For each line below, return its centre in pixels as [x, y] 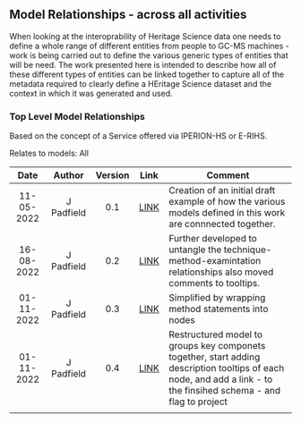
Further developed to [213, 239]
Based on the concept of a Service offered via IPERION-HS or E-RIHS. [138, 136]
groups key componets [217, 346]
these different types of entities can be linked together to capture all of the [147, 74]
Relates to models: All [49, 153]
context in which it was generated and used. [91, 93]
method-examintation [215, 261]
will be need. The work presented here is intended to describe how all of [143, 64]
